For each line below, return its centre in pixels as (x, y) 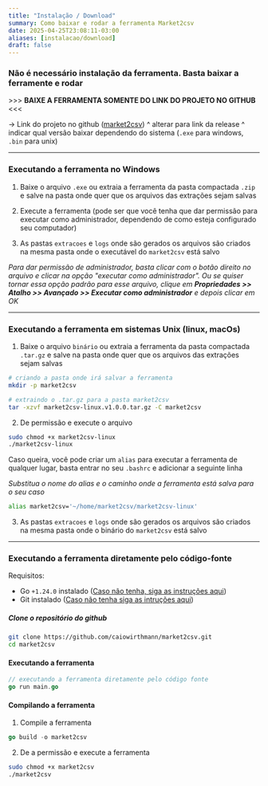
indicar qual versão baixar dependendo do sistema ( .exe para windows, (126, 133)
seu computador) (48, 227)
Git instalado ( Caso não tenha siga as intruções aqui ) (106, 599)
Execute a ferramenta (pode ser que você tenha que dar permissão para (138, 210)
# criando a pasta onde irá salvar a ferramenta (91, 378)
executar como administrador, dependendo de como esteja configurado (138, 219)
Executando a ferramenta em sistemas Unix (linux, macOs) (124, 329)
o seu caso (27, 492)
